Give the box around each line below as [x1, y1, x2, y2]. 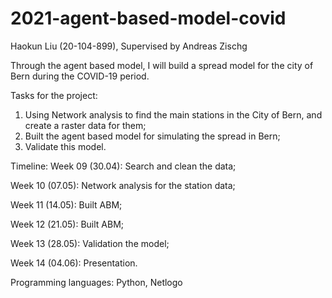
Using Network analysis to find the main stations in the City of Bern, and [24, 108, 323, 121]
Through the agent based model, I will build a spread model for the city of [10, 59, 314, 71]
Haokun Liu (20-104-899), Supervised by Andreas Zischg [10, 40, 248, 52]
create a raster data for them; [24, 119, 147, 131]
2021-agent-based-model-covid [10, 7, 287, 30]
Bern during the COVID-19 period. [10, 70, 150, 82]
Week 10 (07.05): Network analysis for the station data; [10, 179, 236, 191]
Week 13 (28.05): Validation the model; [10, 237, 170, 249]
